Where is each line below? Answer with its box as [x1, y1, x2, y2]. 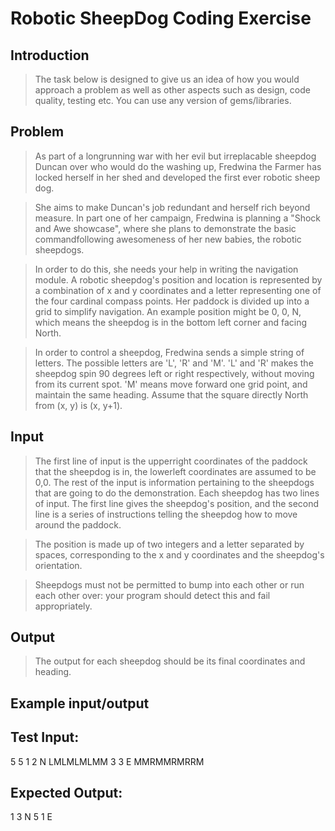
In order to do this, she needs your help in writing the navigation [34, 263, 299, 275]
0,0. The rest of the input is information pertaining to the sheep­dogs [34, 476, 315, 488]
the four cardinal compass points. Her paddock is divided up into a [34, 295, 310, 307]
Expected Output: [10, 785, 123, 802]
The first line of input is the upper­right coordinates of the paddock [34, 455, 308, 467]
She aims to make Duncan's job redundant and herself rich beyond [34, 201, 311, 213]
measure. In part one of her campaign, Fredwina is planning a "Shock [34, 212, 322, 224]
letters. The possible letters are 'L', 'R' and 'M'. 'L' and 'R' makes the [34, 357, 314, 369]
